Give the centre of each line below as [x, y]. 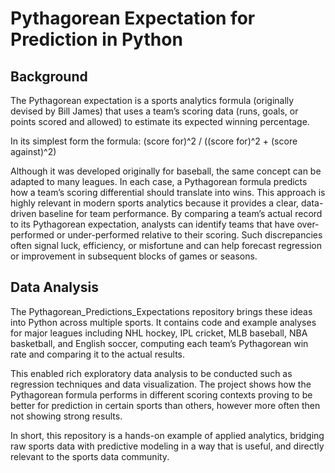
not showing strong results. [66, 416]
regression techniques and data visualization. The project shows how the [161, 384]
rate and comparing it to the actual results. [98, 354]
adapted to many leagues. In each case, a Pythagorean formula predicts [159, 181]
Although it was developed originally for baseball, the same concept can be [166, 171]
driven [23, 213]
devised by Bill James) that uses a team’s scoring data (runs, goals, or [154, 111]
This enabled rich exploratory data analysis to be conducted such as [151, 373]
